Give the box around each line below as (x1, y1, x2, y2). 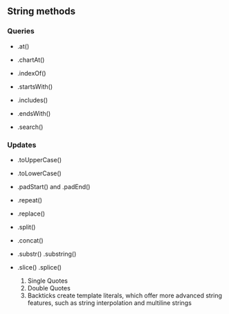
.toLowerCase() (17, 169, 62, 177)
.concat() (17, 236, 44, 245)
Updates (7, 140, 37, 150)
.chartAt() (17, 55, 45, 64)
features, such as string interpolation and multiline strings (27, 298, 192, 307)
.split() (17, 223, 36, 231)
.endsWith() (17, 109, 51, 117)
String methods (7, 6, 76, 17)
